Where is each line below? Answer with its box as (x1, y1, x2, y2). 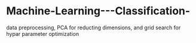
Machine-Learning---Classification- (6, 4, 191, 18)
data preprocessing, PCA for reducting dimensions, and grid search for (6, 24, 181, 31)
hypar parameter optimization (6, 30, 79, 37)
